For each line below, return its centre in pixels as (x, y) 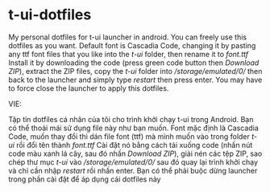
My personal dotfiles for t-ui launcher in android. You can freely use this (128, 37)
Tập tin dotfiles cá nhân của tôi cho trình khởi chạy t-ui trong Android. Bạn (131, 119)
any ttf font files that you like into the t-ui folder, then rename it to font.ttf (129, 54)
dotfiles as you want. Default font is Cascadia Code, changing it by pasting (132, 45)
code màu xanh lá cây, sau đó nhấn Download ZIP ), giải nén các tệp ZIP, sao (135, 153)
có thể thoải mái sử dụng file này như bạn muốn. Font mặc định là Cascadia (134, 128)
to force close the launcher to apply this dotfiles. (89, 88)
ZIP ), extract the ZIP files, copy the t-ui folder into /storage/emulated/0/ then (135, 71)
